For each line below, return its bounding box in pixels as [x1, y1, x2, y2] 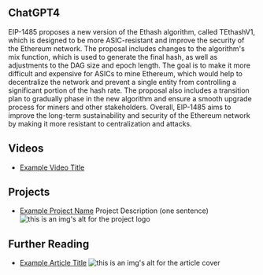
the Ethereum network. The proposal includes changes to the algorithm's [8, 43, 246, 53]
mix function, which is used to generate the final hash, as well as [8, 52, 218, 61]
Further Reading [8, 237, 90, 251]
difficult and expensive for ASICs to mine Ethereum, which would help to [8, 68, 243, 78]
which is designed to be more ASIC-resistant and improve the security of [8, 35, 245, 45]
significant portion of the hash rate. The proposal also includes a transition [8, 86, 250, 95]
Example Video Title [19, 163, 85, 172]
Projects [8, 185, 50, 199]
